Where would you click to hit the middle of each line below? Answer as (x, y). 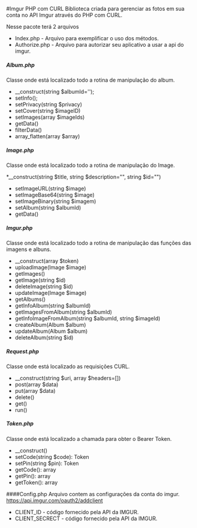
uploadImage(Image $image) (51, 267)
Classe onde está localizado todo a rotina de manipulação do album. (90, 80)
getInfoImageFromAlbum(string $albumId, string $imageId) (87, 318)
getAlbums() (30, 299)
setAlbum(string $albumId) (48, 207)
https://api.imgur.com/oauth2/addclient (54, 500)
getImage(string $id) (40, 280)
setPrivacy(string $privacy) (49, 104)
